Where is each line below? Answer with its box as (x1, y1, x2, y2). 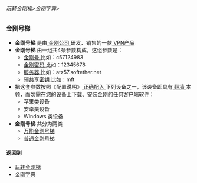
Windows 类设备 (23, 112, 64, 119)
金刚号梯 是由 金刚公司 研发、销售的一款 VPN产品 (14, 39, 135, 46)
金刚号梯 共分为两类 (14, 120, 63, 127)
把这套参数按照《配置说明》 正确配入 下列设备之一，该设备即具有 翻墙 (14, 83, 185, 90)
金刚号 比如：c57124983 (23, 54, 84, 61)
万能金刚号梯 (23, 127, 55, 134)
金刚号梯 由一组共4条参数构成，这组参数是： (14, 46, 123, 54)
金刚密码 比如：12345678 (23, 61, 86, 68)
